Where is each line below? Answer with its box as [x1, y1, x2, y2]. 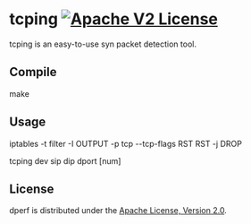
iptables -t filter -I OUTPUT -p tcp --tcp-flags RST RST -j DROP [9, 138, 243, 149]
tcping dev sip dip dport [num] [9, 155, 121, 166]
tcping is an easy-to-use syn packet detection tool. [9, 39, 197, 49]
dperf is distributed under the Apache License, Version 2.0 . [9, 205, 228, 216]
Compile [9, 65, 57, 80]
